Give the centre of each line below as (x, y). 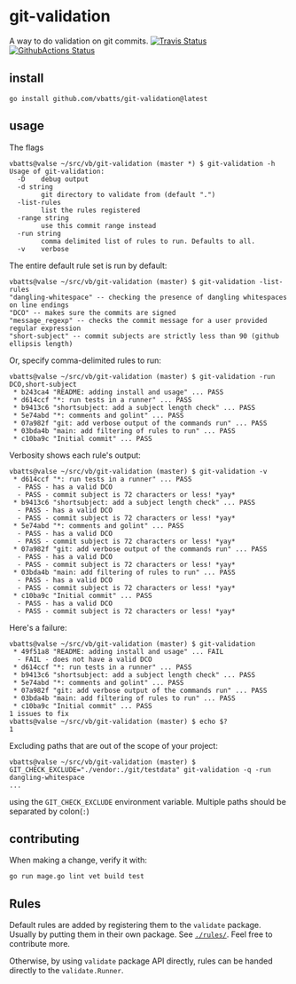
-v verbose (43, 249)
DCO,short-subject (43, 384)
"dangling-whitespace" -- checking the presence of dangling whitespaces (148, 297)
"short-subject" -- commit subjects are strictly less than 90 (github (144, 336)
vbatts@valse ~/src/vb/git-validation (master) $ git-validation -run (142, 376)
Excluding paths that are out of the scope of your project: (114, 745)
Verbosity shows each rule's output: (75, 455)
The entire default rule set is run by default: (88, 265)
